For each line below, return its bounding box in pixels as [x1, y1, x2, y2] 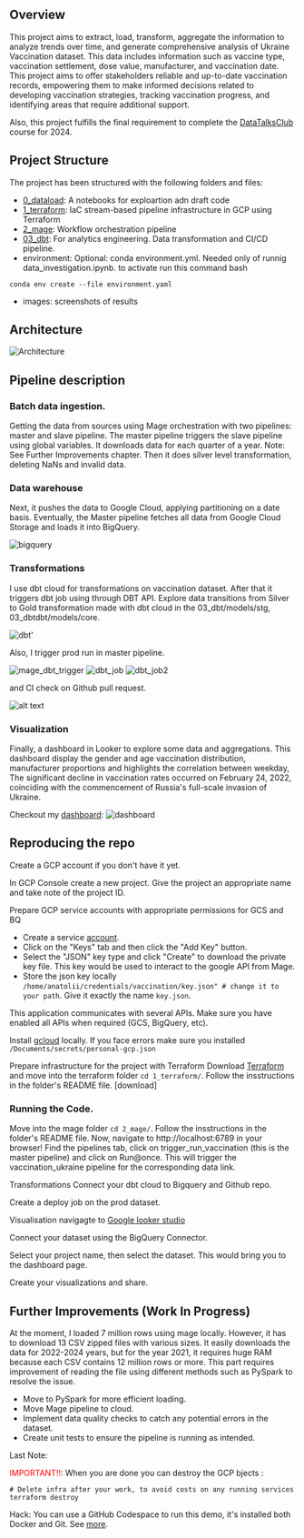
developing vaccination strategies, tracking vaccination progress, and [9, 89, 270, 100]
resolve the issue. [9, 1375, 75, 1386]
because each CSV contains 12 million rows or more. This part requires [9, 1356, 275, 1367]
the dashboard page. [9, 1260, 88, 1271]
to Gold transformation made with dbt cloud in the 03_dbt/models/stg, [9, 602, 270, 613]
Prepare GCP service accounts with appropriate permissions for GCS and [9, 904, 284, 915]
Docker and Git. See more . [9, 1518, 109, 1529]
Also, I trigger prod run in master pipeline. [9, 647, 165, 658]
